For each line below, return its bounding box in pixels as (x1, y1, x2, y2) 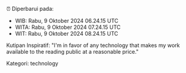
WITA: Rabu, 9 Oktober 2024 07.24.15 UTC (14, 24, 121, 31)
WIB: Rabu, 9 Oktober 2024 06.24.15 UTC (14, 17, 119, 24)
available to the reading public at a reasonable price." (6, 48, 139, 55)
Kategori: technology (6, 60, 59, 67)
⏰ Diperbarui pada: (6, 5, 54, 12)
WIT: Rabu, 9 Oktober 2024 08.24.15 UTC (14, 30, 119, 37)
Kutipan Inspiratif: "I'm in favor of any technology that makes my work (6, 42, 180, 49)
